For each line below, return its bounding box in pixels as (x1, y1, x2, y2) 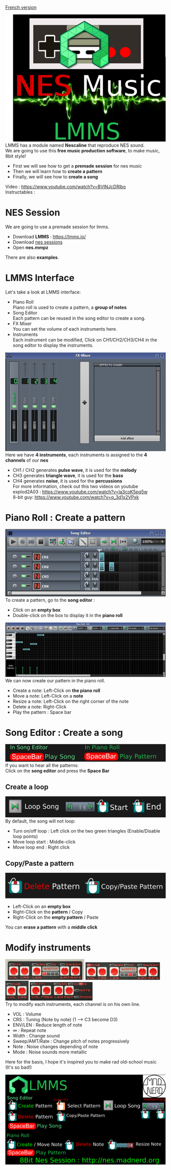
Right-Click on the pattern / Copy (12, 909, 83, 915)
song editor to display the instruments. (12, 342, 94, 348)
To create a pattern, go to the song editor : (5, 597, 95, 603)
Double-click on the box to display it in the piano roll (12, 613, 123, 619)
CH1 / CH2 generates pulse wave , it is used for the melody (12, 467, 137, 473)
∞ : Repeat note (12, 1027, 47, 1033)
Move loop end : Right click (12, 844, 70, 850)
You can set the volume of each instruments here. (12, 326, 118, 332)
